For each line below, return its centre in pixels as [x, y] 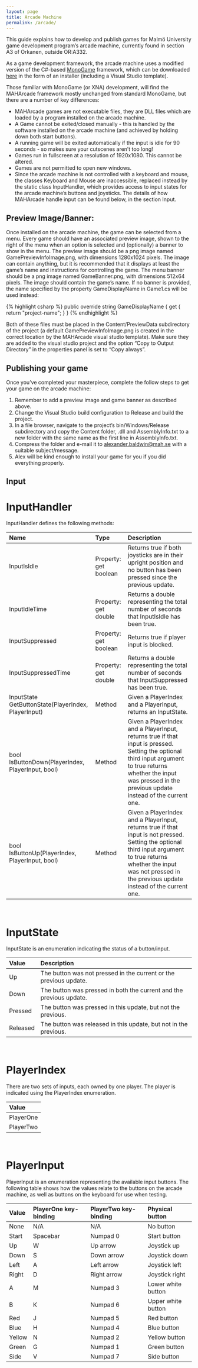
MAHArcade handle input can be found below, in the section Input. [95, 199]
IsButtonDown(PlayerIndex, [47, 762]
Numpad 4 [105, 1328]
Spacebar [47, 1236]
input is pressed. [151, 744]
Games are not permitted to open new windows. [73, 168]
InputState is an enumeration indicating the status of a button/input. [88, 949]
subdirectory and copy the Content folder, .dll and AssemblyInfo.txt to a [102, 431]
